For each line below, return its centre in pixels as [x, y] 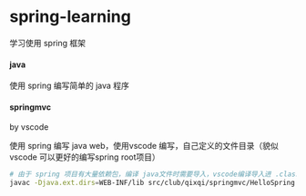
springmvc [31, 107]
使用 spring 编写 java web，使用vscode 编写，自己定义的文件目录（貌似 [144, 146]
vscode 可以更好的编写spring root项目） [85, 157]
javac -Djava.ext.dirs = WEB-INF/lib [77, 183]
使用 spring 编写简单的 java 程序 [70, 86]
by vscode [29, 127]
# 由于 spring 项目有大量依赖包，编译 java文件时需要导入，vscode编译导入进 [140, 174]
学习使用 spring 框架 [48, 43]
